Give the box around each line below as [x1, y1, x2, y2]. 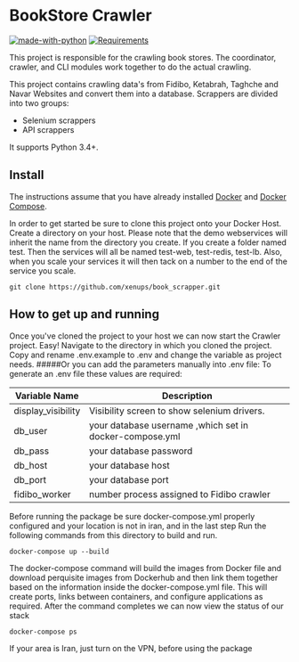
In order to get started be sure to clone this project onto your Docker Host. [9, 217, 282, 228]
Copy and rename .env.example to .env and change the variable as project [9, 349, 282, 360]
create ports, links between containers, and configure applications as [9, 591, 263, 601]
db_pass [13, 445, 50, 457]
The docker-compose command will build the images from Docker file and [9, 562, 282, 573]
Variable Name [14, 389, 79, 402]
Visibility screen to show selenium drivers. [88, 405, 265, 417]
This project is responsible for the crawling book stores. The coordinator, [9, 52, 277, 62]
